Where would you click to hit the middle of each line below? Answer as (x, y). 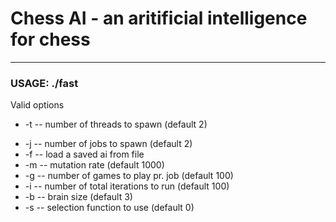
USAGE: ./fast (44, 83)
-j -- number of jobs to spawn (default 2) (108, 144)
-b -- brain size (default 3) (78, 197)
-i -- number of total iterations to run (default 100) (127, 186)
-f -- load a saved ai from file (84, 154)
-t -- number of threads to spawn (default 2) (116, 124)
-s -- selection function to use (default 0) (109, 208)
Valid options (37, 105)
